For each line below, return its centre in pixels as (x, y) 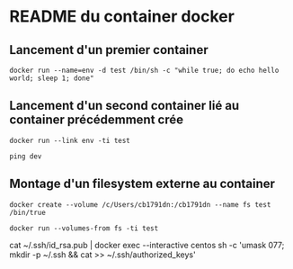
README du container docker (122, 17)
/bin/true (28, 212)
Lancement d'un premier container (109, 50)
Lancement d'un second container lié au (124, 106)
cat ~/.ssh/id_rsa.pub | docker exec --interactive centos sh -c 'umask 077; (147, 245)
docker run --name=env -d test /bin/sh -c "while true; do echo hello (144, 70)
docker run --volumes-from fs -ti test (84, 228)
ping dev (26, 156)
